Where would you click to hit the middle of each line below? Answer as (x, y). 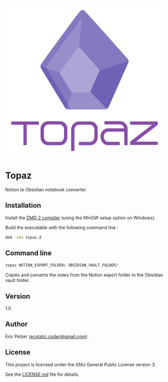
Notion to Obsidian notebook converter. (46, 189)
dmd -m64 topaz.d (23, 237)
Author (16, 324)
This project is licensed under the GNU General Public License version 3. (80, 364)
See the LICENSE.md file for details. (42, 374)
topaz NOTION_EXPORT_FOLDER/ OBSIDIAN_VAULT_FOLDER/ (62, 265)
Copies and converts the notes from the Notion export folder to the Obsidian (84, 275)
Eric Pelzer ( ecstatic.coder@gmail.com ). (47, 336)
